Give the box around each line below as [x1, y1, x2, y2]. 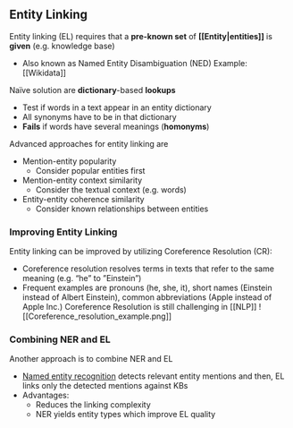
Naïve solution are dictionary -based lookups [9, 84, 176, 95]
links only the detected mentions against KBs [21, 381, 188, 391]
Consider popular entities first [35, 165, 146, 175]
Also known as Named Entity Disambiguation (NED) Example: [21, 57, 248, 68]
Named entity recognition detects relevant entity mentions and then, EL [21, 371, 285, 381]
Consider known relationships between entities [35, 203, 209, 214]
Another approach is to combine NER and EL [9, 354, 173, 364]
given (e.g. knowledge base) [9, 40, 115, 51]
